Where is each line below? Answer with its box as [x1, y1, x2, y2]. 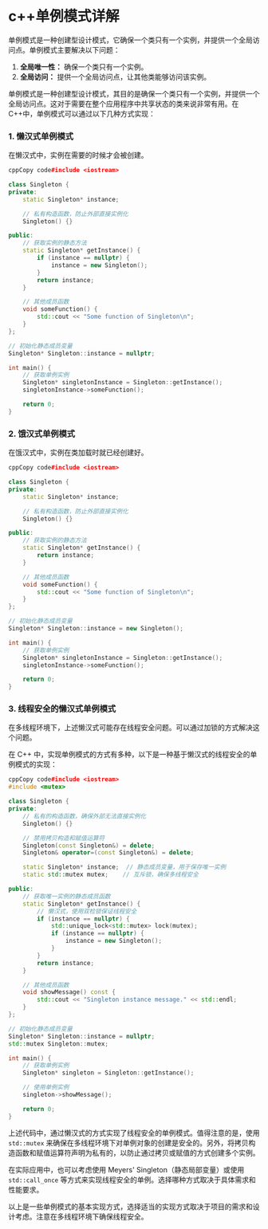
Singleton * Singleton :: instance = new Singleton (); [8, 625, 183, 633]
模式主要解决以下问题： [42, 45, 120, 54]
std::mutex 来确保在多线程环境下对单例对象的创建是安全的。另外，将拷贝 [8, 1137, 249, 1148]
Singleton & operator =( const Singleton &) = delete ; [22, 849, 195, 857]
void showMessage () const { [22, 988, 116, 996]
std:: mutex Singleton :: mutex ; [8, 1039, 109, 1048]
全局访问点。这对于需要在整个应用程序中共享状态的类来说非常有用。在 [8, 99, 239, 108]
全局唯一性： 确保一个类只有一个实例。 [19, 61, 148, 72]
